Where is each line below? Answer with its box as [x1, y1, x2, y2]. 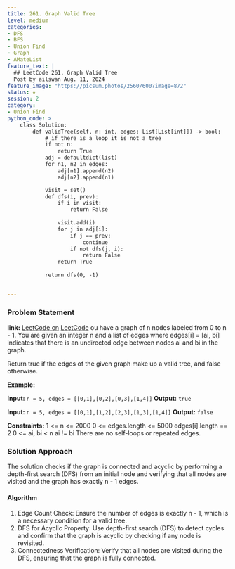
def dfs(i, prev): [44, 193, 99, 200]
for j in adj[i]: [57, 226, 109, 233]
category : [7, 102, 36, 109]
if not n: [44, 141, 74, 148]
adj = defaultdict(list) [44, 154, 118, 162]
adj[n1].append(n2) [57, 167, 114, 174]
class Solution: [20, 121, 68, 129]
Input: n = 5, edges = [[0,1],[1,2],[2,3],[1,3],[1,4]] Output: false [7, 407, 213, 416]
